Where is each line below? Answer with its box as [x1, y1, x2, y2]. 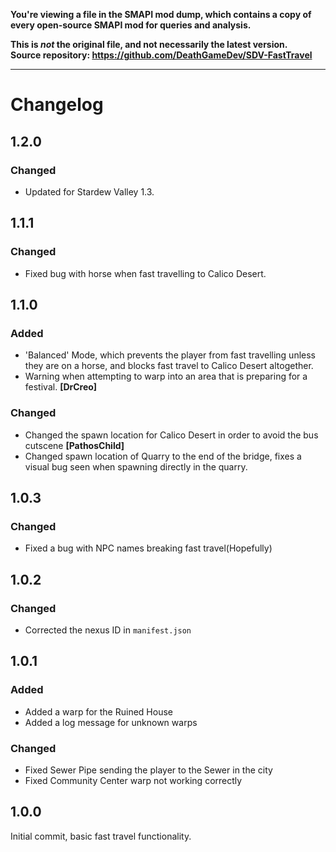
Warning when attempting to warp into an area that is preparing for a [24, 370, 308, 383]
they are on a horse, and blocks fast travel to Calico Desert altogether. [24, 360, 314, 372]
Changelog [10, 94, 104, 116]
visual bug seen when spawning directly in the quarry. [24, 460, 248, 473]
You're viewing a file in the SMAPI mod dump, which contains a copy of [10, 9, 312, 20]
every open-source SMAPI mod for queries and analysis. [10, 19, 252, 31]
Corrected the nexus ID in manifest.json [24, 624, 192, 636]
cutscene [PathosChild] [24, 439, 125, 451]
